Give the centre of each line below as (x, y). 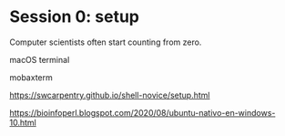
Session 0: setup (74, 17)
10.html (23, 122)
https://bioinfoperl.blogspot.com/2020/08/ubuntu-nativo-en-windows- (142, 112)
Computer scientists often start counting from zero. (106, 42)
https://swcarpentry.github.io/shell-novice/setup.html (110, 95)
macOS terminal (40, 59)
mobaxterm (31, 77)
